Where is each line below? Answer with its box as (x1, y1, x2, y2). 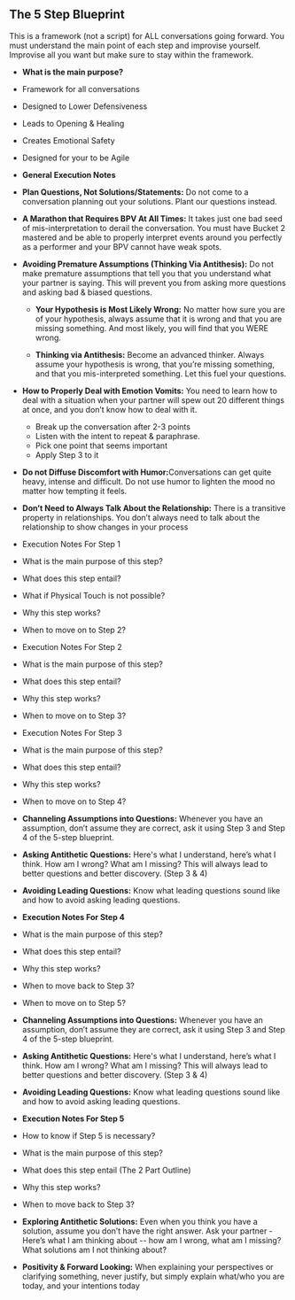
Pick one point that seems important (35, 440, 168, 451)
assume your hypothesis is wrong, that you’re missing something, (35, 359, 275, 369)
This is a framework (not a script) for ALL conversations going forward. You (9, 30, 285, 41)
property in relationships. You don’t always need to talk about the (21, 512, 260, 522)
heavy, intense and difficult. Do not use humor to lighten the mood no (21, 476, 276, 486)
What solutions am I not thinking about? (21, 1244, 167, 1255)
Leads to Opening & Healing (21, 118, 125, 128)
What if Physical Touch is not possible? (21, 590, 166, 600)
